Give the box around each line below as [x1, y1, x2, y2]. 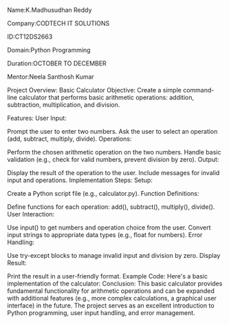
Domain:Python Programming [7, 46, 91, 54]
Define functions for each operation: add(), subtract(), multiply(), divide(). [7, 203, 215, 211]
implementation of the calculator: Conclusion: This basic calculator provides [7, 279, 223, 287]
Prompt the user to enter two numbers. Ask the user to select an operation [7, 128, 218, 135]
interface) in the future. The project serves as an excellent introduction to [7, 301, 215, 310]
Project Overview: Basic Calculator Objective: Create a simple [7, 86, 182, 94]
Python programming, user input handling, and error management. [7, 309, 195, 316]
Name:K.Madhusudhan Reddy [7, 6, 92, 14]
